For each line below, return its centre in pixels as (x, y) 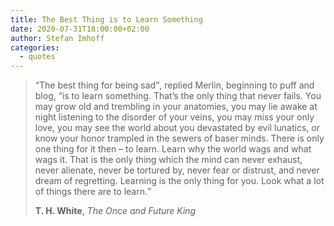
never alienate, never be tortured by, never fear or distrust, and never (177, 170)
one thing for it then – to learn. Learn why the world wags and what (173, 149)
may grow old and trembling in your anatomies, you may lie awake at (176, 107)
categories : (35, 47)
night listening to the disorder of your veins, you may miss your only (174, 117)
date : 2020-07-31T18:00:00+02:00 (80, 29)
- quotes (37, 57)
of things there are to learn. (91, 192)
